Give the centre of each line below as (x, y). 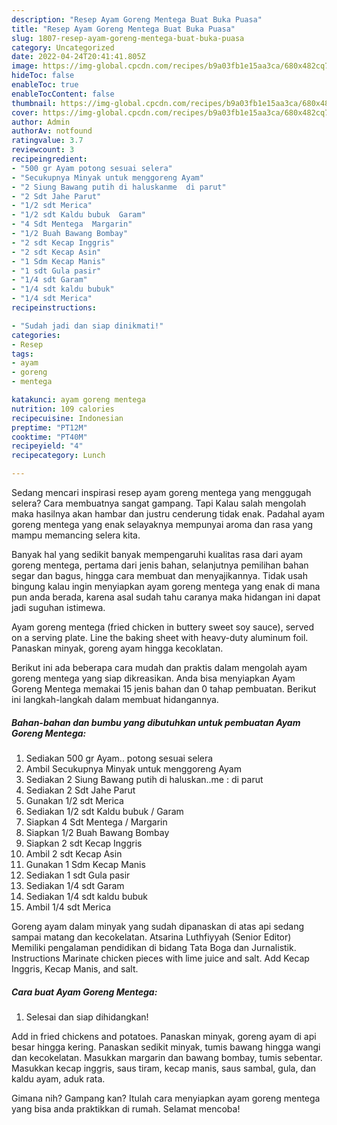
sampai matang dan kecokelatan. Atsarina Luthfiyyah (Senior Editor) (151, 937)
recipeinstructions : (54, 308)
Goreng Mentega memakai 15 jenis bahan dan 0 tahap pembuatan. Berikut (164, 689)
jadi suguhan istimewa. (58, 607)
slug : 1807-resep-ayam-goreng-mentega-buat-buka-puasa (128, 38)
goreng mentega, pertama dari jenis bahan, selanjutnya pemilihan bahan (160, 565)
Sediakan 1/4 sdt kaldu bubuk (87, 896)
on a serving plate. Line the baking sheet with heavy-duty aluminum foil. (160, 637)
